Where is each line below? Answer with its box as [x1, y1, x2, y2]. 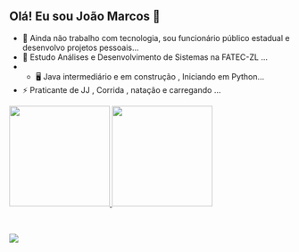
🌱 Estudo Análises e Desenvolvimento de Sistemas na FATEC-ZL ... [21, 51, 269, 63]
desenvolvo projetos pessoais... [21, 42, 140, 53]
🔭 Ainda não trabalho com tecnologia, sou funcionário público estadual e [21, 32, 290, 43]
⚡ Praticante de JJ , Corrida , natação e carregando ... [21, 84, 221, 95]
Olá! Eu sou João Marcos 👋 [9, 9, 161, 24]
